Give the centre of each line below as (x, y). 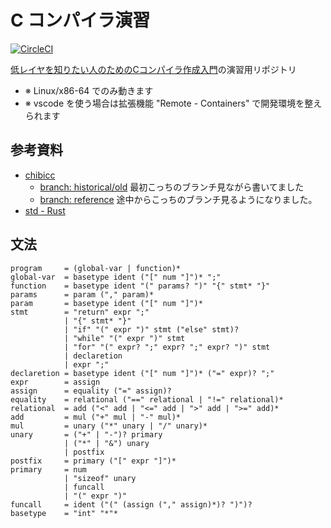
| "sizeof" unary (100, 478)
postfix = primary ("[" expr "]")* (93, 461)
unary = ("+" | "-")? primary (86, 434)
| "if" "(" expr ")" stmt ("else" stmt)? (151, 329)
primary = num (48, 469)
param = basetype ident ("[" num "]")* (106, 303)
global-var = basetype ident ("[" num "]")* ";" (116, 277)
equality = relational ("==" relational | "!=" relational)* (147, 399)
